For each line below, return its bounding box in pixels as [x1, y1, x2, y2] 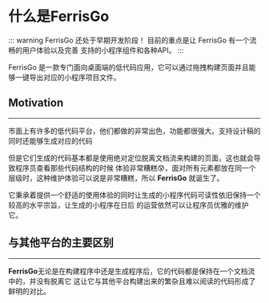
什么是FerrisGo [8, 7, 110, 26]
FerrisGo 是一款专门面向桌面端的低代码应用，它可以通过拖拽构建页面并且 [8, 62, 250, 72]
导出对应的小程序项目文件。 [29, 72, 121, 82]
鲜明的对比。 [8, 286, 50, 296]
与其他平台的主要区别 [8, 236, 114, 249]
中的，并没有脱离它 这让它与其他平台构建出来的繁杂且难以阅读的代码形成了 [8, 276, 256, 285]
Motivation [8, 96, 64, 110]
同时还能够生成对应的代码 [8, 135, 93, 145]
